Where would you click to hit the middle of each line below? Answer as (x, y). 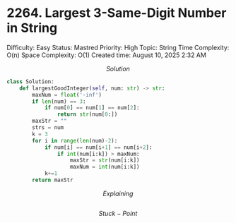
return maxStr (53, 180)
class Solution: (30, 82)
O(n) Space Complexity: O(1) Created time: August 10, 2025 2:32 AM (106, 55)
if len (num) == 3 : (59, 101)
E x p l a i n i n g (118, 193)
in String (32, 28)
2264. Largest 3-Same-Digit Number (117, 13)
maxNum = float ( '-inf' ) (67, 95)
